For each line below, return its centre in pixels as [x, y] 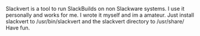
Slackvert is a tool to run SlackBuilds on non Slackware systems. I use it [95, 9]
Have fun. [18, 28]
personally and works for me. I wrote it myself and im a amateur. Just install [100, 15]
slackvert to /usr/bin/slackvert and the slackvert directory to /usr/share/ [95, 21]
